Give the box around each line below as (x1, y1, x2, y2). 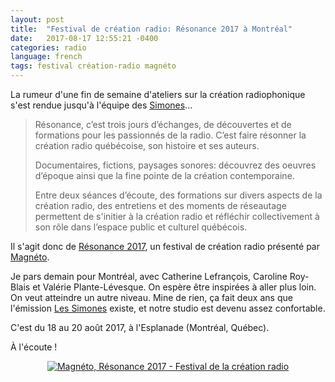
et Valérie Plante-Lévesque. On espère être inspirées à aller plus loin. (32, 281, 317, 293)
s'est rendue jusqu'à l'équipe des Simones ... (10, 99, 193, 111)
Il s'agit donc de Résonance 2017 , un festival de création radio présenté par (10, 241, 320, 252)
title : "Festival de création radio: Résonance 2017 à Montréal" (10, 24, 293, 34)
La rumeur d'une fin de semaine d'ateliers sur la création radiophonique (10, 89, 306, 100)
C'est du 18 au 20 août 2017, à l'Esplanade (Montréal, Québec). (10, 322, 270, 333)
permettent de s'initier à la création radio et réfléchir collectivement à (34, 211, 320, 222)
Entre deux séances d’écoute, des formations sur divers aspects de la (34, 189, 323, 201)
